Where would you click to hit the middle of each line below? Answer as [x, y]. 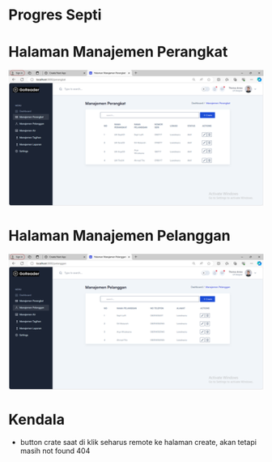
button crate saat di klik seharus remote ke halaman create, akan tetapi [138, 442]
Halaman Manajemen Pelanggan [119, 236]
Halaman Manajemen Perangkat [118, 52]
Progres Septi [55, 15]
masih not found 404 [55, 451]
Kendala [36, 419]
